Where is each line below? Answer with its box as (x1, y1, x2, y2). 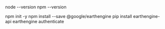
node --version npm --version (5, 4, 67, 10)
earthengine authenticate (12, 19, 65, 24)
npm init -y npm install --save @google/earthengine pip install (5, 14, 132, 19)
